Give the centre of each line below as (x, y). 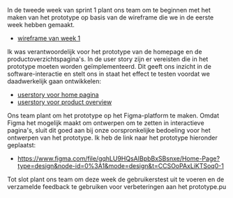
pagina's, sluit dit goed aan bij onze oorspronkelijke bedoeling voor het (109, 130)
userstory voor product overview (65, 102)
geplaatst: (22, 145)
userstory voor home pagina (58, 94)
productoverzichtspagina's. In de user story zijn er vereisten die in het (108, 59)
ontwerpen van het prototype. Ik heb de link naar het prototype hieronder (112, 138)
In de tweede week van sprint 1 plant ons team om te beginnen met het (109, 10)
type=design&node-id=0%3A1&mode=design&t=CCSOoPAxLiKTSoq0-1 (121, 166)
